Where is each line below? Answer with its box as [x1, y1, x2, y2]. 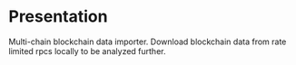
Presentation [8, 6, 108, 27]
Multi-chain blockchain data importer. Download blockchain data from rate [8, 36, 287, 47]
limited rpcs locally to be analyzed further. [8, 45, 166, 56]
